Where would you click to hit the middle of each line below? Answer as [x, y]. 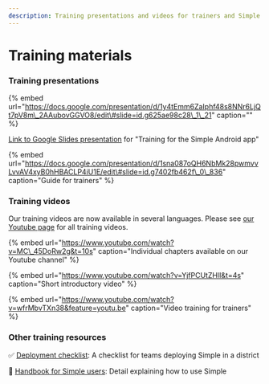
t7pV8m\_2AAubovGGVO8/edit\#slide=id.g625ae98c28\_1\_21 [110, 115]
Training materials [70, 55]
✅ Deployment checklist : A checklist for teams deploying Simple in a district [134, 355]
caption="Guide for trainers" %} [61, 181]
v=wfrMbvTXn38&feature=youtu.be [67, 308]
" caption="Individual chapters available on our [171, 251]
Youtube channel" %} [44, 260]
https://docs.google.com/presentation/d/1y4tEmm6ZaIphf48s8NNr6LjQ [143, 107]
